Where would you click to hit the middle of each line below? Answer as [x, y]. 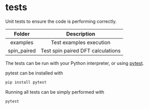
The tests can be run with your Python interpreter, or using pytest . [75, 63]
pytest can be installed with [34, 73]
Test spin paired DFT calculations [81, 51]
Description [81, 33]
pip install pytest [26, 82]
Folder [22, 33]
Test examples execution [81, 42]
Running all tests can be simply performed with [55, 92]
